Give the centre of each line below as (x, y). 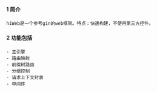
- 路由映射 (18, 58)
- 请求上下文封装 (25, 78)
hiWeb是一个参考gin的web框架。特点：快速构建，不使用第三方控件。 (80, 24)
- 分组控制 (18, 71)
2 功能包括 (19, 38)
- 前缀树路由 (20, 65)
